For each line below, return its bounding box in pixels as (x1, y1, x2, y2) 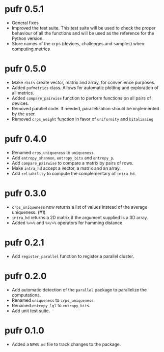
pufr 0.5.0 (4, 63, 47, 74)
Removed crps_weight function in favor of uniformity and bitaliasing (11, 116, 154, 122)
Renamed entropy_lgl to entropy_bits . (11, 302, 91, 308)
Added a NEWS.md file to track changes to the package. (11, 341, 121, 347)
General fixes (11, 20, 39, 26)
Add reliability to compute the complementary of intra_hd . (11, 170, 136, 176)
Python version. (11, 35, 44, 41)
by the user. (11, 111, 36, 117)
